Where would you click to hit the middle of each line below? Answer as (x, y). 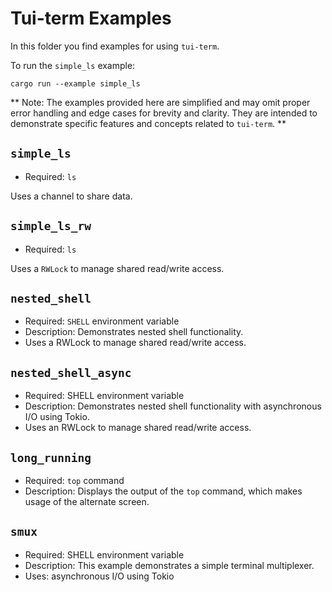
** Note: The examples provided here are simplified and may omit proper (160, 102)
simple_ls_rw (51, 226)
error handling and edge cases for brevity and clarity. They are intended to (164, 113)
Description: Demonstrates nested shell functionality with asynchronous (173, 406)
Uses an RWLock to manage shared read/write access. (138, 428)
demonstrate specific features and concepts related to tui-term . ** (148, 123)
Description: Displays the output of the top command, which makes (163, 491)
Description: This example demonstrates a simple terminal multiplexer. (169, 565)
